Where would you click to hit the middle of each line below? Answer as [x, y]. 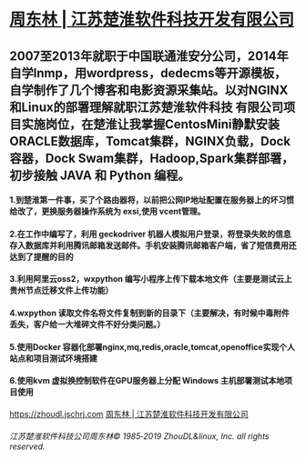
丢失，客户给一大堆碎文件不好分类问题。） [87, 324]
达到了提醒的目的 [41, 256]
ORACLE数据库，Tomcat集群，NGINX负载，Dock [150, 141]
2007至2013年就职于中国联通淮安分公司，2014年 [149, 56]
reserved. [27, 446]
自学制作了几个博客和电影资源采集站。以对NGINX [149, 90]
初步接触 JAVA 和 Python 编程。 [100, 175]
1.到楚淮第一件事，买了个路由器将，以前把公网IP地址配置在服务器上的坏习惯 [152, 200]
